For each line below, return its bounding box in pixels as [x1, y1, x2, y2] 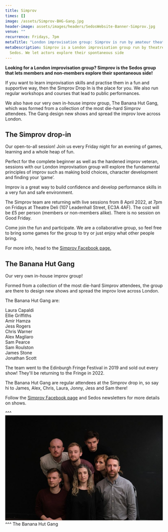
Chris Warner [5, 328, 32, 334]
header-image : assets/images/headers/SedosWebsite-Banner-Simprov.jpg [5, 24, 155, 29]
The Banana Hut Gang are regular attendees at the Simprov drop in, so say [5, 380, 159, 386]
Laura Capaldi [5, 307, 34, 313]
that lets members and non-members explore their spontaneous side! [5, 70, 153, 76]
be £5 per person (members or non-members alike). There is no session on [5, 210, 160, 216]
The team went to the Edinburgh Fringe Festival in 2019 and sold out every [5, 365, 158, 371]
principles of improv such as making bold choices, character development [5, 169, 158, 175]
